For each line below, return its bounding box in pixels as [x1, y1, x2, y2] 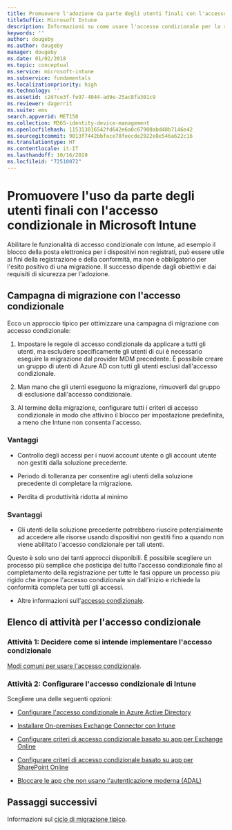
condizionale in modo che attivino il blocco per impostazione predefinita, [17, 411, 224, 419]
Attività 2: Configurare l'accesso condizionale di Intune [7, 679, 197, 689]
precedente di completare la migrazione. [17, 479, 133, 487]
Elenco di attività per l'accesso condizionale [7, 617, 202, 629]
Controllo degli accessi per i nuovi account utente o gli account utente [17, 451, 217, 459]
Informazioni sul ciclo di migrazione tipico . [7, 815, 128, 823]
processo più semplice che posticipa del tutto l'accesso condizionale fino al [7, 561, 223, 570]
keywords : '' [7, 29, 45, 37]
